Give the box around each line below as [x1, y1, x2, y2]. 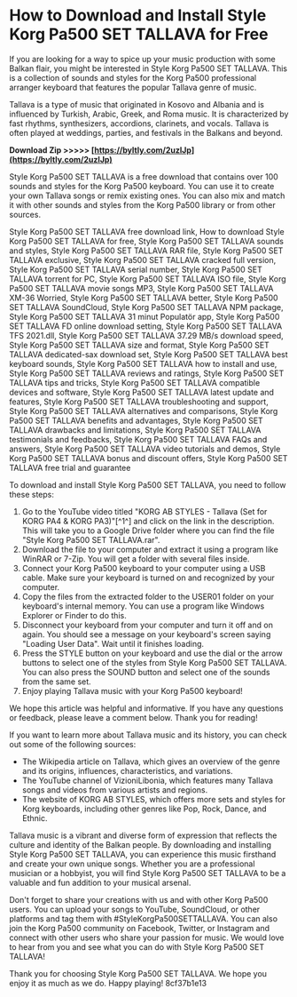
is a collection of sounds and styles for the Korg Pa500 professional [9, 72, 257, 83]
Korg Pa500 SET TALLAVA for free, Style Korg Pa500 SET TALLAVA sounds [9, 235, 284, 246]
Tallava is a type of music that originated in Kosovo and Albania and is [9, 99, 264, 109]
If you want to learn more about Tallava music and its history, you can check [9, 730, 287, 740]
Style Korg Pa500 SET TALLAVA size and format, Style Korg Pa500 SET [9, 339, 270, 350]
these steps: [9, 489, 55, 499]
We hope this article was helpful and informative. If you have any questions [9, 703, 284, 714]
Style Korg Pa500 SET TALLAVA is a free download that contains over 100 [9, 171, 279, 182]
